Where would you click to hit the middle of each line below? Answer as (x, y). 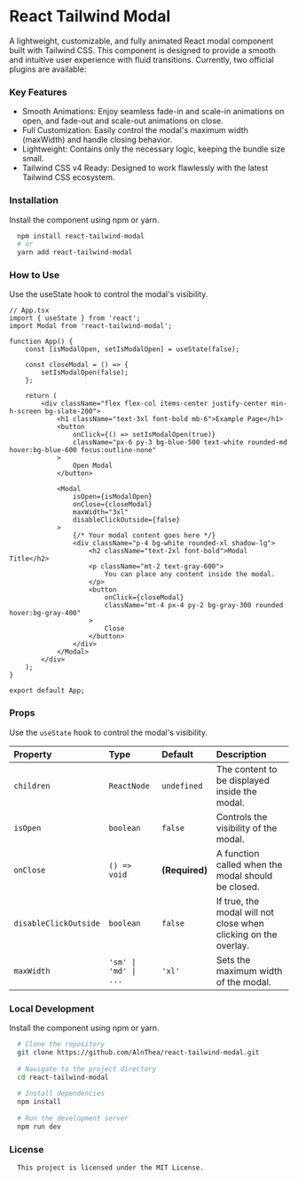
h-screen (25, 411)
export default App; (47, 691)
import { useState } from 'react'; (75, 318)
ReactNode (129, 786)
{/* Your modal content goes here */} (144, 536)
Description (241, 754)
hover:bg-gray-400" (45, 614)
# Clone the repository (61, 1044)
